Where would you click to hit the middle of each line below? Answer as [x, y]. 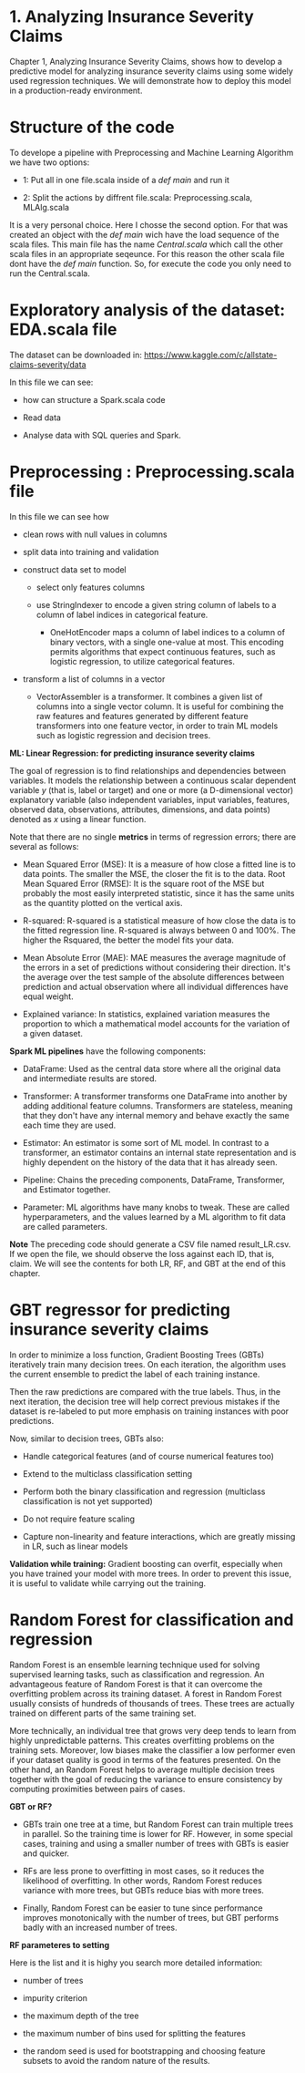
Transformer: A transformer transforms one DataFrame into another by [155, 1096]
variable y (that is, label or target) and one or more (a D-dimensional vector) [152, 789]
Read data [42, 418]
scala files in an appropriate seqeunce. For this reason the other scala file [147, 253]
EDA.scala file [63, 330]
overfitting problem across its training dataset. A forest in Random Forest [146, 1694]
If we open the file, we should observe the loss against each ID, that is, [142, 1253]
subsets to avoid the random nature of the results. [117, 2060]
